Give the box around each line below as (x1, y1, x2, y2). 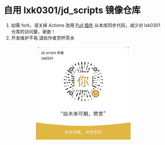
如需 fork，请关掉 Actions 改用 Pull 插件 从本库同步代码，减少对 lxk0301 (11, 22, 161, 28)
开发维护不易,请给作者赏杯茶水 (11, 35, 75, 41)
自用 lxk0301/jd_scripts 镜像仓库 (4, 5, 141, 16)
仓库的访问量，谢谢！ (11, 28, 56, 34)
